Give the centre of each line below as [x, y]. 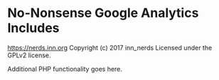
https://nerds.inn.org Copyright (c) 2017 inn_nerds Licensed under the [110, 47]
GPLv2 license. [29, 55]
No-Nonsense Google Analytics [103, 13]
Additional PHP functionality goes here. [65, 69]
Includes [33, 28]
